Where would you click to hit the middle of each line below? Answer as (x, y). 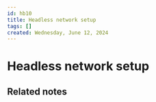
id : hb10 (19, 13)
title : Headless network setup (52, 20)
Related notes (37, 91)
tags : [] (19, 26)
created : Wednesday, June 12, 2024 (58, 33)
